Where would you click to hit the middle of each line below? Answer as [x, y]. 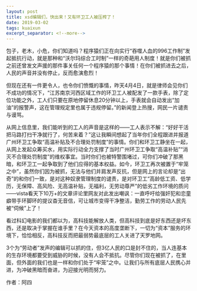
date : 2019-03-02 [27, 22]
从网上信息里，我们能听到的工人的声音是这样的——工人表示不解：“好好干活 [98, 128]
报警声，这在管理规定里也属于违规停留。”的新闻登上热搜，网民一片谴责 [103, 108]
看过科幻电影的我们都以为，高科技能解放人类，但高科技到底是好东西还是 [94, 220]
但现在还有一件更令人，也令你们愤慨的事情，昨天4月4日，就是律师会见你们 [97, 85]
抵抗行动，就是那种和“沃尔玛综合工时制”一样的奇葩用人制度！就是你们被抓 [101, 58]
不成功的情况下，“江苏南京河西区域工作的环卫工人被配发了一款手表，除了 [95, 93]
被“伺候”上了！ [24, 208]
